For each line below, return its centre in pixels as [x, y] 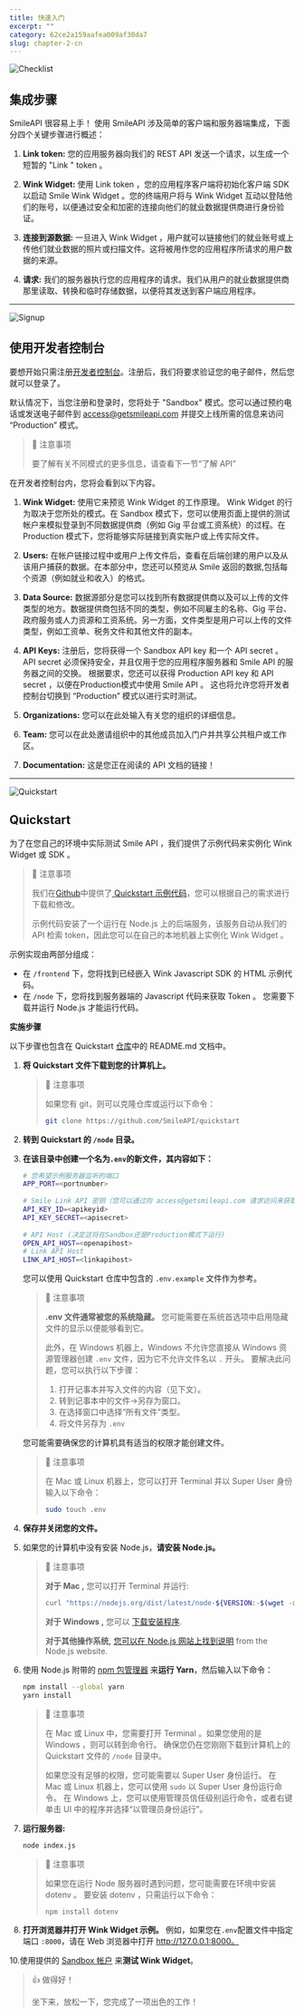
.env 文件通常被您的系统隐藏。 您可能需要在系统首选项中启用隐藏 [166, 1317]
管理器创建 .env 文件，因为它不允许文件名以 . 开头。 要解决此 [168, 1359]
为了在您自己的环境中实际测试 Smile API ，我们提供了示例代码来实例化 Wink [151, 843]
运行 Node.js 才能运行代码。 [91, 1007]
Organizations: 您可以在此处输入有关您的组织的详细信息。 [132, 715]
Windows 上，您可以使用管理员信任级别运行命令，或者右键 [183, 1798]
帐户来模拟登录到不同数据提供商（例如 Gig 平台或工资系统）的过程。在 [154, 524]
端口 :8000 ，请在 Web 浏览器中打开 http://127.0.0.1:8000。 [131, 1942]
